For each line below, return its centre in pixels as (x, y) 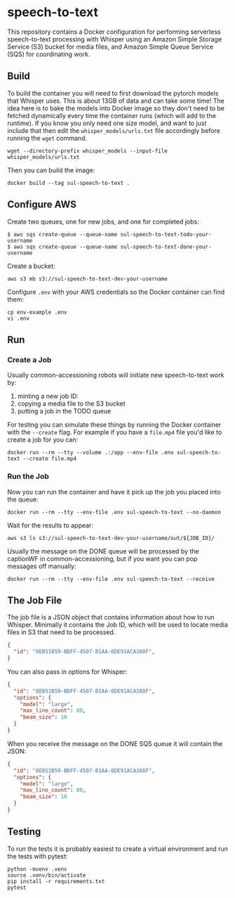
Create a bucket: (31, 266)
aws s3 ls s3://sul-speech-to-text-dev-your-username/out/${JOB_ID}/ (111, 538)
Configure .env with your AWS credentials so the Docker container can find (116, 292)
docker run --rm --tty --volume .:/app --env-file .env (90, 453)
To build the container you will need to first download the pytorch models (113, 93)
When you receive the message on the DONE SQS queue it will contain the (115, 743)
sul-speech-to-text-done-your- (166, 247)
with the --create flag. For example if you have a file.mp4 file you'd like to (115, 432)
